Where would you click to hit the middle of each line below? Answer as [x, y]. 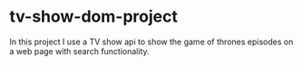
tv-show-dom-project [94, 17]
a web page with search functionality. [79, 51]
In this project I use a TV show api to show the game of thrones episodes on [151, 42]
